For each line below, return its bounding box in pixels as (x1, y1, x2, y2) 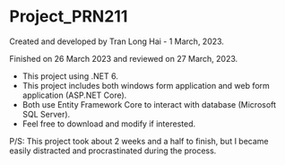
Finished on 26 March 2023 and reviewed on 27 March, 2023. (9, 53, 238, 64)
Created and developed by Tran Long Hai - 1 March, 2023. (9, 36, 224, 47)
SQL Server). (22, 109, 71, 119)
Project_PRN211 (9, 6, 128, 27)
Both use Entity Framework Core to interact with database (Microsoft (22, 99, 276, 109)
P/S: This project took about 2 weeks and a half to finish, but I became (9, 135, 269, 146)
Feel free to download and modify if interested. (22, 118, 195, 129)
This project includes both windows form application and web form (22, 80, 271, 91)
